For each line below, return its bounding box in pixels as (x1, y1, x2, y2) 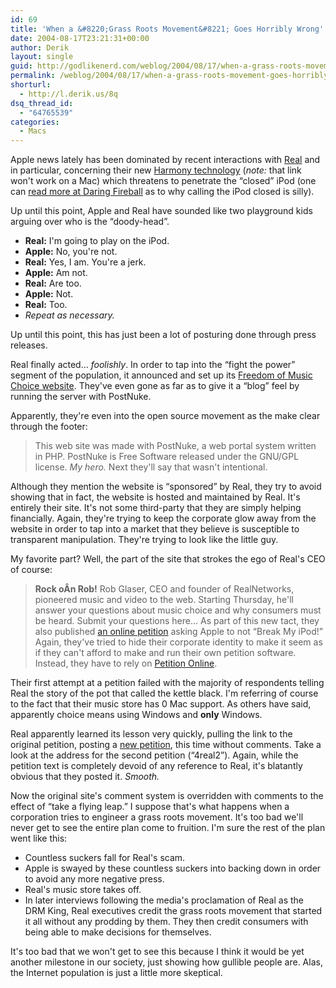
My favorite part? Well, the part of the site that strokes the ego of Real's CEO (10, 553, 326, 565)
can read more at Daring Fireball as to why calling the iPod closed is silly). (10, 186, 315, 198)
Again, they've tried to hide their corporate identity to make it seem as (34, 636, 323, 648)
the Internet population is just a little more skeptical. (10, 967, 223, 979)
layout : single (10, 52, 74, 62)
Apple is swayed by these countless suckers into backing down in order (24, 862, 322, 875)
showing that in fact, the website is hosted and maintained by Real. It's (10, 491, 301, 503)
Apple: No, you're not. (24, 246, 118, 258)
